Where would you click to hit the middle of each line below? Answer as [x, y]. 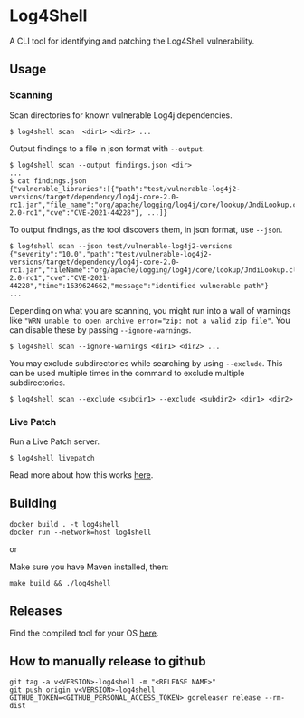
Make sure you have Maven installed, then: [89, 567]
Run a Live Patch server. [54, 441]
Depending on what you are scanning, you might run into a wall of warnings [150, 310]
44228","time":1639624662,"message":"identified [103, 286]
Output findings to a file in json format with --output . [107, 148]
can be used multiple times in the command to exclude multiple [127, 373]
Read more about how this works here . [81, 475]
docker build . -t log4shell [64, 524]
